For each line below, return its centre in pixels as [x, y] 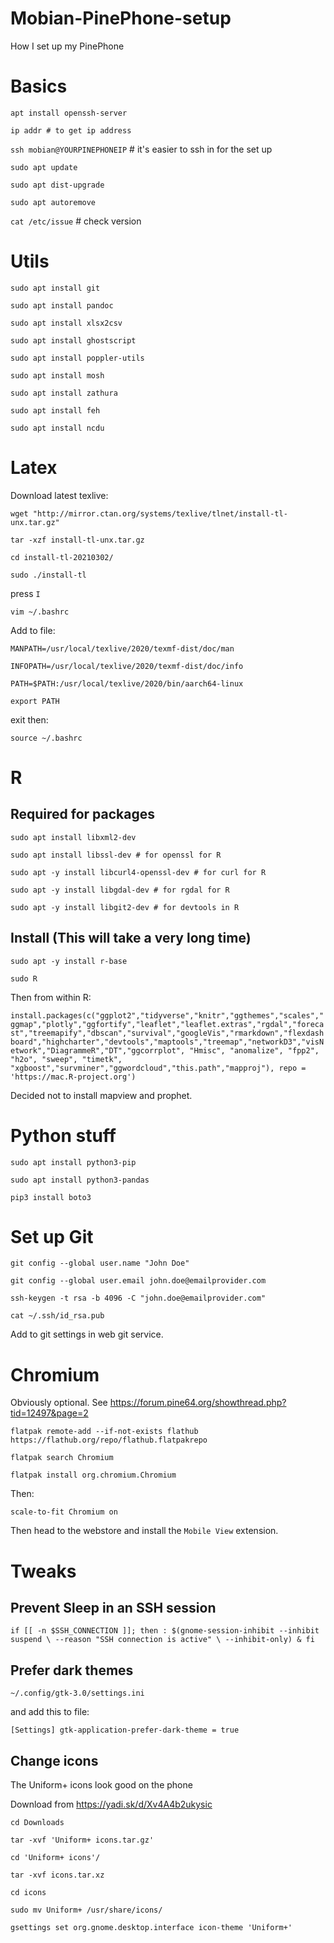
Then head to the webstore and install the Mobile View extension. [144, 1531]
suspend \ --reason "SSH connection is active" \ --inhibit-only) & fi [162, 1640]
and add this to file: [50, 1712]
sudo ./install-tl [48, 575]
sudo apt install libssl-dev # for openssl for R [116, 855]
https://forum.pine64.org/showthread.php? [198, 1403]
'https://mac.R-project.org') [73, 1077]
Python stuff [63, 1135]
